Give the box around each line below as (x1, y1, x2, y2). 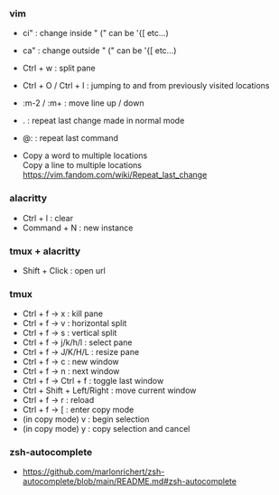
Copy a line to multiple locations (22, 160, 143, 171)
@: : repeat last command (22, 133, 119, 144)
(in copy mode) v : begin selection (22, 414, 150, 425)
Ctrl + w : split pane (22, 62, 97, 74)
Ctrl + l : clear (22, 212, 74, 223)
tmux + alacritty (9, 245, 81, 257)
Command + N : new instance (22, 222, 134, 233)
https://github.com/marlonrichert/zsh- (22, 466, 165, 477)
